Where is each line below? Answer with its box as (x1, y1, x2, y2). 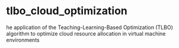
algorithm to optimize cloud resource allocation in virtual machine (6, 30, 166, 37)
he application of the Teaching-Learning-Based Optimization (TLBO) (6, 24, 173, 31)
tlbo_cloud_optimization (6, 4, 127, 18)
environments (6, 36, 40, 43)
